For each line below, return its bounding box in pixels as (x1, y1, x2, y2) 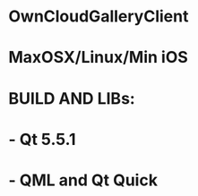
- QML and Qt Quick (8, 170, 159, 190)
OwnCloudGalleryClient (8, 6, 189, 27)
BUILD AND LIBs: (8, 88, 135, 108)
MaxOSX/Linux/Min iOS (8, 47, 189, 68)
